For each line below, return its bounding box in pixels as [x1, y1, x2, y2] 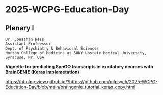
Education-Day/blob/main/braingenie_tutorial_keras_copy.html [5, 84, 136, 90]
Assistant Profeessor [5, 41, 51, 46]
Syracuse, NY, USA [5, 55, 44, 60]
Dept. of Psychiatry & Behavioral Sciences [5, 46, 99, 51]
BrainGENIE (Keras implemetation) [5, 69, 80, 75]
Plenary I [5, 24, 34, 32]
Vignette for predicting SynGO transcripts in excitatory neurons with [5, 64, 154, 69]
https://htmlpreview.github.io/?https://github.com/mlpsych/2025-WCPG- [5, 79, 158, 84]
